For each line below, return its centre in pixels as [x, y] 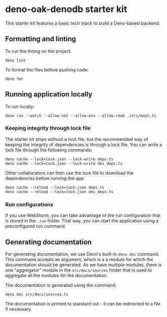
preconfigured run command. [36, 226]
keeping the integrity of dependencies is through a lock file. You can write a [84, 144]
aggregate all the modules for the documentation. [57, 275]
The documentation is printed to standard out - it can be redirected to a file [83, 303]
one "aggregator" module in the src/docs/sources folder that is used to [79, 270]
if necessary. [19, 309]
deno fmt [14, 79]
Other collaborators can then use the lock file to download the [69, 173]
